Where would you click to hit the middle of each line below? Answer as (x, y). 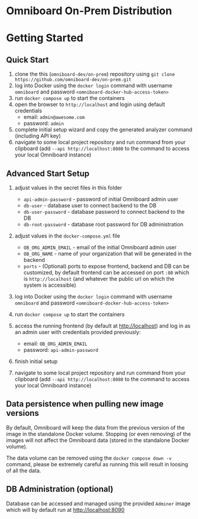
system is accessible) (50, 285)
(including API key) (38, 136)
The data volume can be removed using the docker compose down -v (89, 458)
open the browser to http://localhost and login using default (90, 104)
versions (23, 413)
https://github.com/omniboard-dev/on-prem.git (73, 80)
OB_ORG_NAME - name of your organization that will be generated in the (108, 254)
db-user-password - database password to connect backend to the (104, 212)
